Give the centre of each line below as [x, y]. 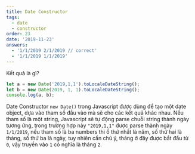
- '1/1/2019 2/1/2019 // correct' [54, 51]
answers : [17, 45]
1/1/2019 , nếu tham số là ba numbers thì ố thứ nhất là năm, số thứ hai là [94, 132]
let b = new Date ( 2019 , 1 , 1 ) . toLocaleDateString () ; [73, 90]
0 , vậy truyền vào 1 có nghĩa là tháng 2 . [54, 144]
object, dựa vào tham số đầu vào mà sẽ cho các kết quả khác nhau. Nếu [95, 113]
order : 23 [18, 34]
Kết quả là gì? [23, 73]
